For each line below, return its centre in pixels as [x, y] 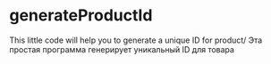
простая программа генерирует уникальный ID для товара [122, 49]
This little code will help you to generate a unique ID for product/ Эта [136, 40]
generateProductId [81, 16]
